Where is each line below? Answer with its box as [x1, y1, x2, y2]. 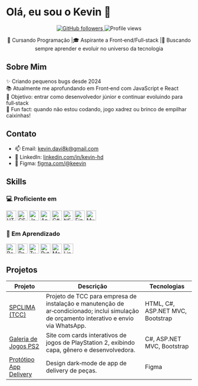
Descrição [78, 282, 108, 291]
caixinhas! [6, 112, 31, 119]
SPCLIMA [9, 303, 36, 311]
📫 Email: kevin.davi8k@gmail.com [14, 145, 99, 152]
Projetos [6, 265, 38, 275]
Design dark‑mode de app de [46, 359, 127, 367]
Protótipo [9, 355, 35, 364]
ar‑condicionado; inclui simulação [46, 307, 140, 315]
